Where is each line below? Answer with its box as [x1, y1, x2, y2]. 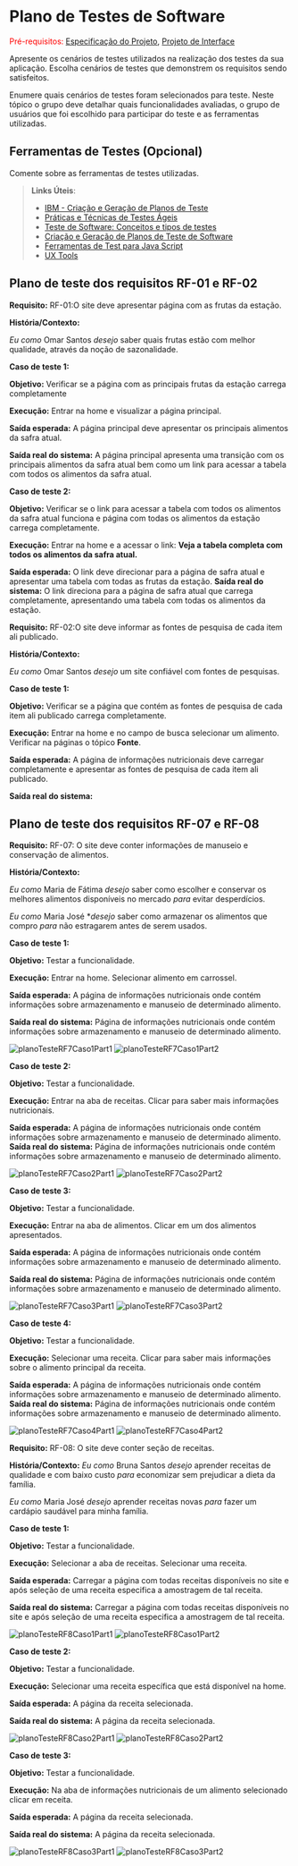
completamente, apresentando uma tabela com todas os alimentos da [9, 595, 266, 606]
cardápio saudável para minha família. [9, 1506, 149, 1517]
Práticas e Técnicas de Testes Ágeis [44, 212, 178, 223]
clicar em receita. [9, 1794, 73, 1805]
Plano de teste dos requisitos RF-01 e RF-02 [9, 276, 258, 292]
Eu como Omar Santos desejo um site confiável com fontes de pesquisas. [9, 666, 280, 676]
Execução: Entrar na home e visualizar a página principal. [9, 405, 221, 416]
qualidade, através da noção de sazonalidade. [9, 344, 178, 354]
